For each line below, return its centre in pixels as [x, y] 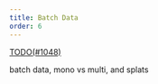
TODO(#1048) [35, 51]
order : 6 [26, 26]
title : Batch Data [44, 18]
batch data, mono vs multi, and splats [79, 70]
